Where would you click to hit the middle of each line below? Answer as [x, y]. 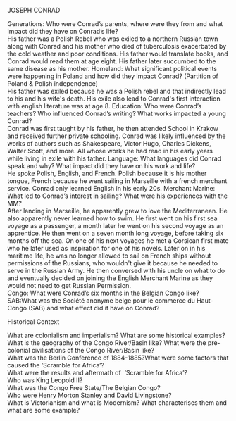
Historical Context [33, 322]
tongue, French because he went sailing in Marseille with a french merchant [117, 181]
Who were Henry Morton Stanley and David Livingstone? [89, 395]
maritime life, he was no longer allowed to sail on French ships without [109, 256]
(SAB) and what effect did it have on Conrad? [94, 308]
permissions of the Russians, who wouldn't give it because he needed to [113, 263]
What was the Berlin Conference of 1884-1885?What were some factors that [118, 358]
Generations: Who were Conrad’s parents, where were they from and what [115, 24]
